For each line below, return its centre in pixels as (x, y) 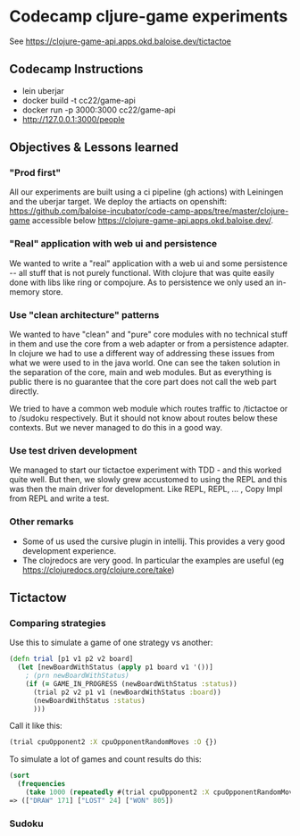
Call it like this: (36, 726)
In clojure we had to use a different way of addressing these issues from (142, 354)
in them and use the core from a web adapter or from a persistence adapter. (149, 344)
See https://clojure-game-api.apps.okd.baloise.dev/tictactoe (121, 41)
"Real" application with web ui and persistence (113, 244)
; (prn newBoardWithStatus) (77, 676)
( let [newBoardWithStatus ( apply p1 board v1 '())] (116, 667)
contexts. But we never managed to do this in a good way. (116, 428)
